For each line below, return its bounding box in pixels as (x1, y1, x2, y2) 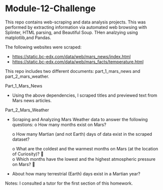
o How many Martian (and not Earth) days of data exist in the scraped (12, 131, 152, 137)
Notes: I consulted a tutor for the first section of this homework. (5, 180, 133, 186)
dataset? (12, 136, 30, 142)
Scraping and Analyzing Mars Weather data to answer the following (12, 116, 148, 122)
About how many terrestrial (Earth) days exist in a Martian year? (12, 170, 141, 176)
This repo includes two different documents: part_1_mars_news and (5, 68, 141, 74)
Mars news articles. (12, 97, 52, 103)
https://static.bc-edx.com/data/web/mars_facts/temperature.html (12, 59, 144, 64)
